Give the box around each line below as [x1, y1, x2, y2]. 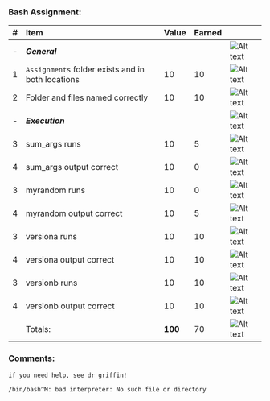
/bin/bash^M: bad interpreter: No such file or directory [8, 385, 207, 393]
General [25, 46, 57, 57]
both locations [25, 74, 80, 85]
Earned [194, 27, 223, 39]
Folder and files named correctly [25, 92, 149, 103]
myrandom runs [25, 184, 86, 196]
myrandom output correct [25, 208, 123, 219]
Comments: [8, 353, 55, 364]
